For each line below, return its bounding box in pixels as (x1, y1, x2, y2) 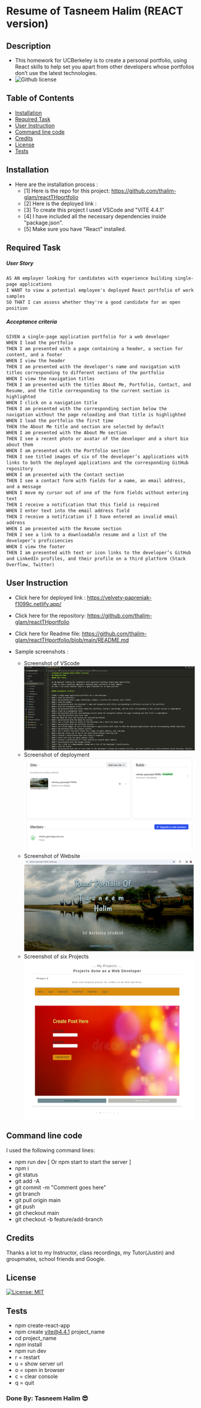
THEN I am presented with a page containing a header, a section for (6, 346, 184, 352)
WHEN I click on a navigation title (6, 400, 98, 406)
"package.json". (23, 219, 63, 226)
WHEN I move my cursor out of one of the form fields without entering (6, 490, 188, 496)
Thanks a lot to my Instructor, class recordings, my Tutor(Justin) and (6, 1249, 175, 1256)
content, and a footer (6, 352, 63, 358)
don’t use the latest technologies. (14, 70, 98, 76)
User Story (6, 259, 34, 266)
